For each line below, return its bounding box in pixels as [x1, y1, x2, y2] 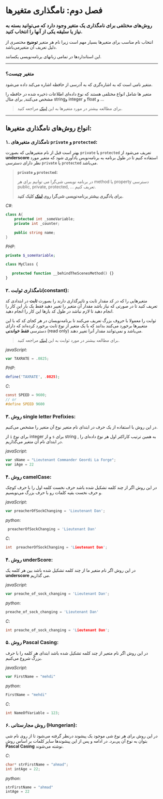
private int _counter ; [14, 221, 60, 226]
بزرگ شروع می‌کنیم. [5, 655, 43, 661]
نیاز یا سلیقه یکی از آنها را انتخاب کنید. [5, 28, 83, 35]
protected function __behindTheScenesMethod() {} [12, 271, 114, 276]
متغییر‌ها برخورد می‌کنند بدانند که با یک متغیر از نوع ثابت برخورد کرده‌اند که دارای [5, 323, 148, 329]
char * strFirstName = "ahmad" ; [5, 762, 69, 767]
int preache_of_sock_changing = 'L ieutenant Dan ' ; [5, 628, 110, 633]
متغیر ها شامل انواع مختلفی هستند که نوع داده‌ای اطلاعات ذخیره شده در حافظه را [5, 91, 152, 97]
